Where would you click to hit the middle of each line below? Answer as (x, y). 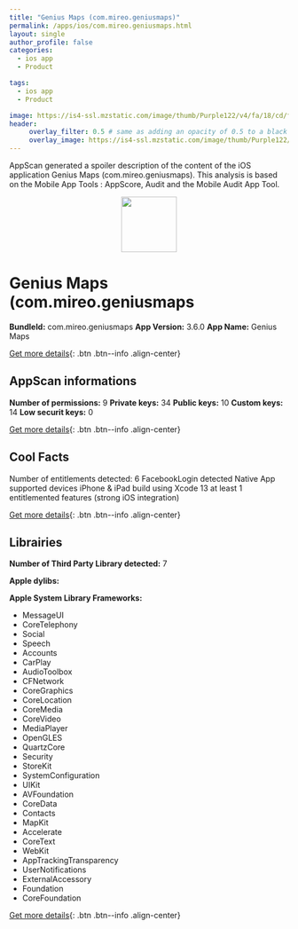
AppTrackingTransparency (70, 861)
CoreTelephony (50, 625)
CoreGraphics (47, 691)
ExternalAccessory (57, 879)
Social (33, 634)
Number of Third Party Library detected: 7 (88, 563)
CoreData (39, 804)
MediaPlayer (45, 728)
